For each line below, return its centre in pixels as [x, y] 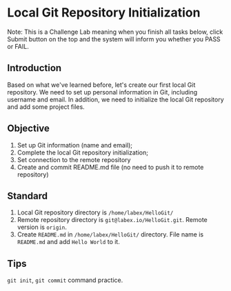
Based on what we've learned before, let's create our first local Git [101, 85]
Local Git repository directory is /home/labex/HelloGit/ [95, 212]
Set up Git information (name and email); [75, 145]
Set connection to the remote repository [74, 159]
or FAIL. [18, 46]
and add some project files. [46, 107]
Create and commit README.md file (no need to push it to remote [110, 167]
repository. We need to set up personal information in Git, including [102, 92]
